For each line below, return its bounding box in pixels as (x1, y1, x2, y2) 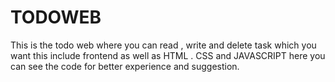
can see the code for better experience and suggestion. (10, 60, 240, 72)
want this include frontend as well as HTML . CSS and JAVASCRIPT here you (10, 49, 326, 61)
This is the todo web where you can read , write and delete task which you (10, 39, 317, 51)
